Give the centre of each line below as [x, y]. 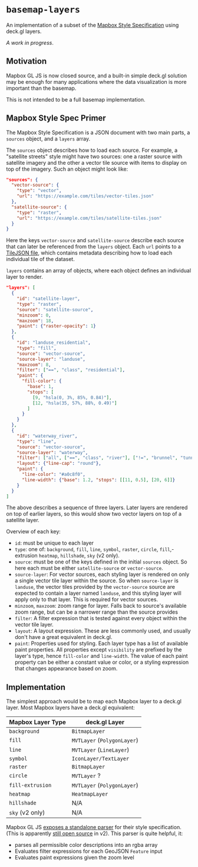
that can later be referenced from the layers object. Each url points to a [94, 247]
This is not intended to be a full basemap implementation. [76, 99]
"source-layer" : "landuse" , [51, 359]
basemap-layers [43, 10]
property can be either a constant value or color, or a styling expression [102, 662]
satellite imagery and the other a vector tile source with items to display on [97, 162]
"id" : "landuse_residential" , [54, 343]
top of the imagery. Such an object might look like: [67, 169]
